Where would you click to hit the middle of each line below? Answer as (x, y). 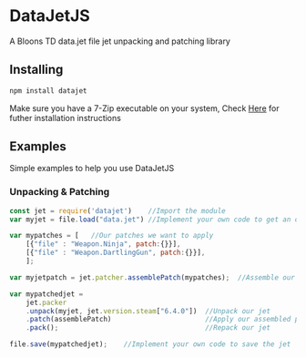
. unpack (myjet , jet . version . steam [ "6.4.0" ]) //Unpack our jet (148, 311)
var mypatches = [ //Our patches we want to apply (112, 236)
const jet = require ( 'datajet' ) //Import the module (117, 210)
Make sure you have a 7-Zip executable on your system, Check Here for (144, 108)
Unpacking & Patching (60, 192)
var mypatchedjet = (46, 294)
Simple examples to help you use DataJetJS (92, 169)
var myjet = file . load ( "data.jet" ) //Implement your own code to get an (150, 220)
